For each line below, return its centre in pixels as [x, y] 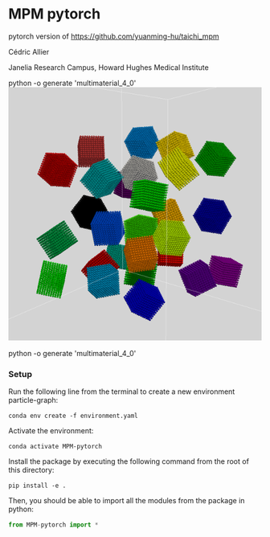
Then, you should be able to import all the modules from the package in [127, 501]
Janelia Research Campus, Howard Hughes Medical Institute [108, 67]
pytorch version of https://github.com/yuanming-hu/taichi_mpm [114, 36]
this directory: [31, 470]
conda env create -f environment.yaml [73, 416]
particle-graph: [33, 400]
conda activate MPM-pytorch [55, 447]
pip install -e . [37, 486]
